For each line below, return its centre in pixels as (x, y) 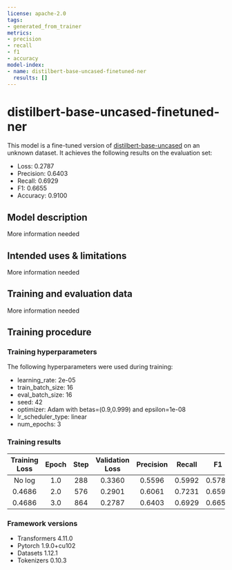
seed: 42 (30, 402)
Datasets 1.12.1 (37, 553)
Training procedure (49, 332)
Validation (113, 460)
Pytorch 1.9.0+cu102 (46, 546)
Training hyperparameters (52, 352)
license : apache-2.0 (37, 13)
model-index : (26, 65)
